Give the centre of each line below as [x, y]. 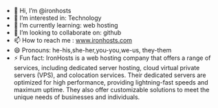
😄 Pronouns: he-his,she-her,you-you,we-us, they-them [92, 50]
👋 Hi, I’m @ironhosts [42, 11]
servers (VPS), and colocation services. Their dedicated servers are [110, 75]
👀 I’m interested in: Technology [57, 18]
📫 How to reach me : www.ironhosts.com [73, 40]
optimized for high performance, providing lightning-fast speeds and [111, 82]
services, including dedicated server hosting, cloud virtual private [107, 68]
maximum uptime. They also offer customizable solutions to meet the [111, 90]
